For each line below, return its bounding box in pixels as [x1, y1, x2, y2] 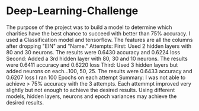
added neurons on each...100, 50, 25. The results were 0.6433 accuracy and [6, 67, 192, 74]
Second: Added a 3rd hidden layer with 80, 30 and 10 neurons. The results [6, 55, 188, 62]
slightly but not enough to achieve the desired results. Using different [6, 86, 175, 93]
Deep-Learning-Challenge [6, 4, 139, 18]
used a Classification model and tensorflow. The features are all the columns [6, 36, 193, 43]
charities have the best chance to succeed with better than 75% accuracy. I [6, 30, 191, 37]
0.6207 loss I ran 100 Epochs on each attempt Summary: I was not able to [6, 74, 186, 81]
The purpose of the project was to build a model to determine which [6, 24, 172, 31]
